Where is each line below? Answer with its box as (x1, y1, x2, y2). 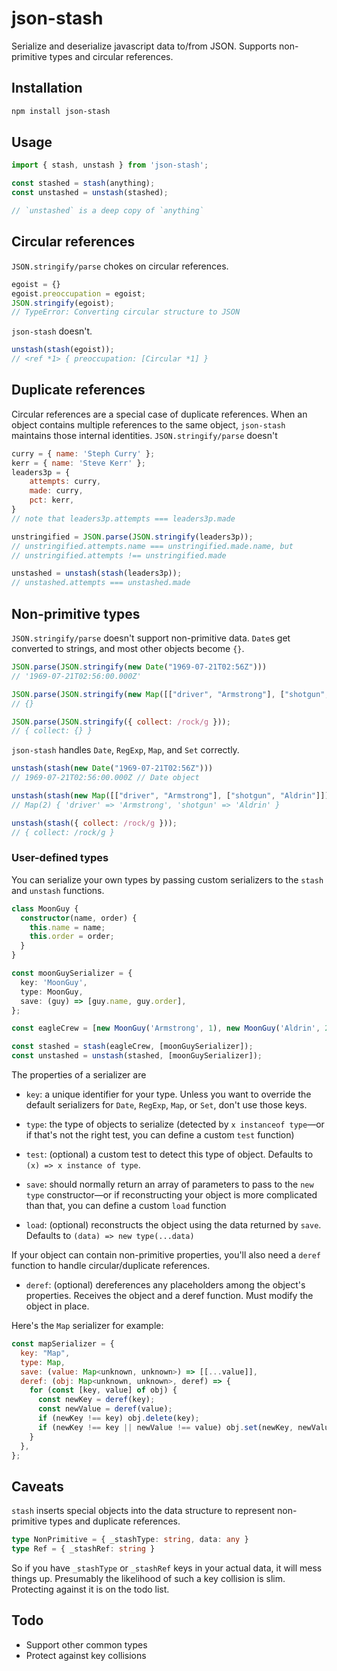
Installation (11, 80, 83, 97)
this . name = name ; (29, 922, 106, 932)
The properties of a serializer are (11, 1069, 147, 1081)
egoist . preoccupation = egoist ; (11, 288, 146, 299)
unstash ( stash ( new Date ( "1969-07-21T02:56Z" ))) (11, 763, 214, 774)
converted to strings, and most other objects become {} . (11, 643, 245, 654)
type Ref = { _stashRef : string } (11, 1544, 156, 1554)
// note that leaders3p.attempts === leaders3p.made (11, 513, 236, 524)
